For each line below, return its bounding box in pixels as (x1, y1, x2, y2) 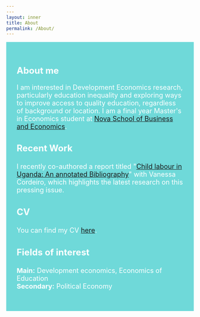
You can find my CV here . (17, 226, 97, 235)
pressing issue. (17, 186, 64, 195)
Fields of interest (17, 246, 90, 258)
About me (17, 64, 60, 76)
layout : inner (6, 14, 42, 20)
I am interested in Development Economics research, (17, 83, 183, 91)
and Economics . (17, 122, 67, 131)
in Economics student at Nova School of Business (17, 114, 174, 123)
